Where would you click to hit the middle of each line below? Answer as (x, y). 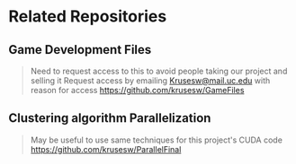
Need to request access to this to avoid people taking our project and (159, 71)
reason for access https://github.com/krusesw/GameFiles (137, 90)
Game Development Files (80, 50)
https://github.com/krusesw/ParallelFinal (106, 149)
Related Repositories (88, 17)
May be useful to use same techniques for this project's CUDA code (156, 140)
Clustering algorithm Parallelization (110, 118)
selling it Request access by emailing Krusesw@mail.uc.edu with (150, 81)
